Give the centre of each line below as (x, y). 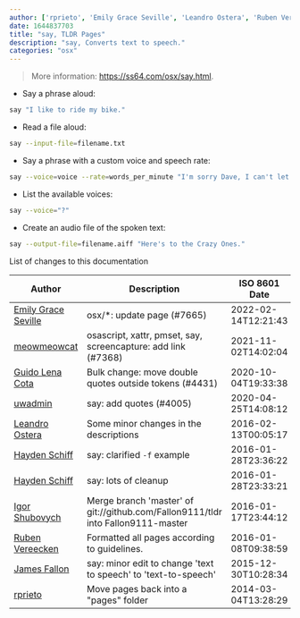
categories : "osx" (43, 51)
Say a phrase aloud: (59, 94)
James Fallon (42, 569)
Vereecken (37, 548)
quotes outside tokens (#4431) (152, 383)
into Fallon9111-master (137, 522)
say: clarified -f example (138, 454)
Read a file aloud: (54, 127)
